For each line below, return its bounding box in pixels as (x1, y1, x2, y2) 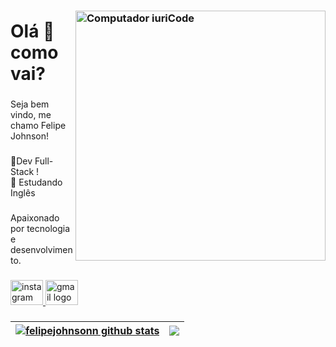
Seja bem (10, 98, 50, 110)
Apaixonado (10, 211, 60, 224)
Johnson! (10, 130, 50, 142)
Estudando (18, 176, 63, 189)
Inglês (10, 187, 36, 199)
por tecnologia (10, 222, 71, 234)
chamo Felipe (10, 120, 67, 132)
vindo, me (10, 109, 52, 121)
